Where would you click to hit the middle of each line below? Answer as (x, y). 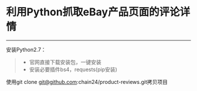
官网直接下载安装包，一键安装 (65, 62)
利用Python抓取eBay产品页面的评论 (93, 12)
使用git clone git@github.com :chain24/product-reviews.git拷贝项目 (87, 82)
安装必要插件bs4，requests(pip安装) (73, 69)
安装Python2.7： (26, 49)
